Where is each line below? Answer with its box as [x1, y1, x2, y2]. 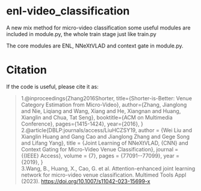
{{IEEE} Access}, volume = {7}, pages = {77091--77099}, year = [20, 152, 179, 159]
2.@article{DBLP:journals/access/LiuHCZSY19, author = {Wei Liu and [20, 126, 193, 133]
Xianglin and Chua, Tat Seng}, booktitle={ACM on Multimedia [20, 114, 173, 121]
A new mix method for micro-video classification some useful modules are [6, 24, 191, 31]
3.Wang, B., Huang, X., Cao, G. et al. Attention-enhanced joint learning [20, 165, 196, 172]
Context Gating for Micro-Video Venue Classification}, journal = [20, 145, 179, 153]
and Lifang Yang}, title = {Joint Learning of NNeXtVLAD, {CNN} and [20, 139, 188, 147]
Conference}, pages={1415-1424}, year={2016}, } [20, 120, 143, 127]
